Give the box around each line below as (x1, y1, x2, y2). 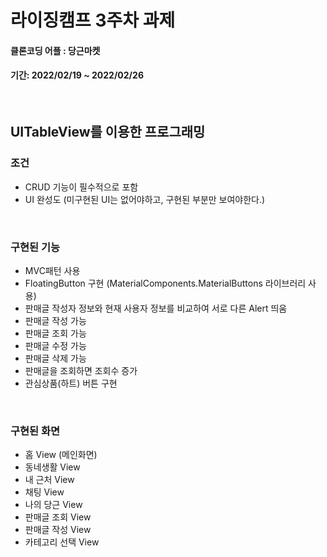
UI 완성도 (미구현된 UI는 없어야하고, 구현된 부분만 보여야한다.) (24, 193, 266, 205)
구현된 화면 (10, 424, 61, 438)
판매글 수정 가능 (24, 339, 87, 351)
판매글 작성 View (24, 524, 92, 536)
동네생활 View (24, 461, 81, 473)
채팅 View (24, 486, 65, 498)
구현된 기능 (10, 240, 61, 254)
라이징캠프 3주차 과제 (10, 9, 176, 32)
